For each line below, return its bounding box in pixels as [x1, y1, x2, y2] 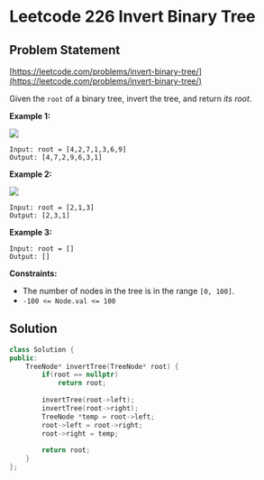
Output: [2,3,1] [9, 211, 70, 220]
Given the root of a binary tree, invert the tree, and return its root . [9, 93, 252, 104]
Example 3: [9, 227, 52, 237]
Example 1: [9, 111, 51, 121]
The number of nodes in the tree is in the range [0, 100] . [22, 286, 235, 296]
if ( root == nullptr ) [41, 370, 119, 380]
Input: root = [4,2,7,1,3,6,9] [9, 145, 127, 154]
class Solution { [9, 345, 75, 354]
